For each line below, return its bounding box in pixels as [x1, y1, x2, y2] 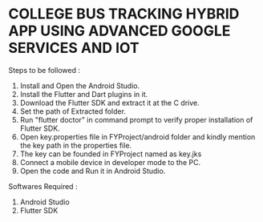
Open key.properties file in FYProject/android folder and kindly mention [19, 131, 256, 141]
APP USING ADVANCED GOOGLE [8, 22, 231, 40]
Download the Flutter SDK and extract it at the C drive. [19, 98, 200, 107]
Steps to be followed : [8, 65, 80, 75]
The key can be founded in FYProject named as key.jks [19, 149, 202, 159]
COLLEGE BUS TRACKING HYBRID [8, 5, 240, 23]
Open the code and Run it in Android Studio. [19, 166, 166, 176]
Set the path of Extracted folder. [19, 106, 127, 116]
